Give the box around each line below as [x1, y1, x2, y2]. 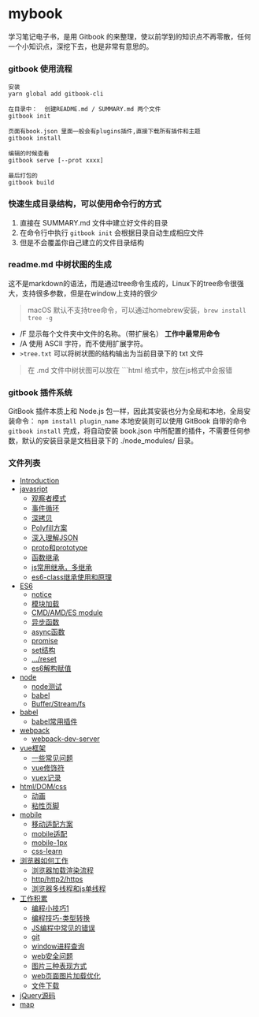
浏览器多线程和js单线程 [31, 884, 106, 893]
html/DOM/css [19, 782, 67, 792]
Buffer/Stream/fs [31, 699, 86, 709]
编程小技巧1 [31, 903, 69, 913]
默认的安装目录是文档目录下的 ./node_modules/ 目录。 [21, 436, 198, 445]
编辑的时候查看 [8, 150, 50, 158]
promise [31, 636, 58, 646]
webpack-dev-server [31, 734, 100, 743]
